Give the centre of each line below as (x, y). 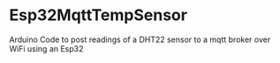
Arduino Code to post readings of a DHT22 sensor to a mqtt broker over (140, 39)
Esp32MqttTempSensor (98, 15)
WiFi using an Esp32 (46, 48)
